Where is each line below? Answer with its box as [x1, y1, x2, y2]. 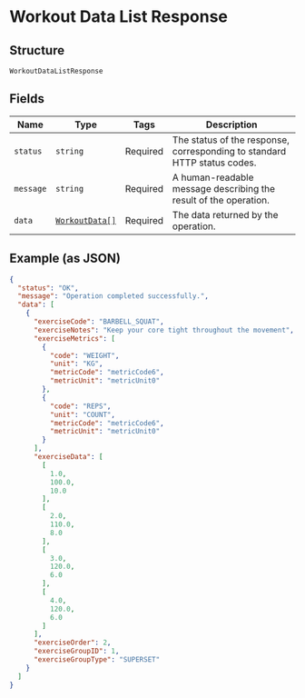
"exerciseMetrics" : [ [33, 334, 116, 343]
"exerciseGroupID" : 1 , [33, 647, 120, 656]
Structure [9, 43, 65, 58]
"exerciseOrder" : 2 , [33, 638, 112, 647]
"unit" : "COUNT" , [49, 410, 116, 419]
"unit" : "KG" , [49, 359, 103, 369]
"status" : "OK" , [17, 284, 79, 293]
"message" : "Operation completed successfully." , [17, 292, 209, 301]
